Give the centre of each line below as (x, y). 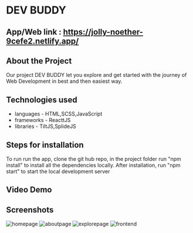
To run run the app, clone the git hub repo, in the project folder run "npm (94, 159)
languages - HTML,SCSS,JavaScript (58, 114)
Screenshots (30, 210)
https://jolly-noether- (103, 32)
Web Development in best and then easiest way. (64, 81)
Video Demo (29, 190)
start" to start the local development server (58, 171)
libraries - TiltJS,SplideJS (45, 126)
